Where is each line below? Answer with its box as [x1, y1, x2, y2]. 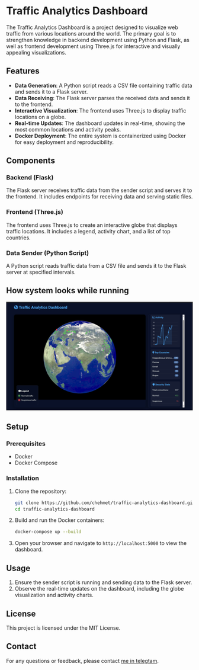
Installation [6, 474, 40, 482]
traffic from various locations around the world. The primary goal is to [6, 30, 176, 37]
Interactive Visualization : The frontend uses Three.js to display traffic [14, 107, 187, 114]
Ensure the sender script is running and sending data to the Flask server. [14, 579, 192, 586]
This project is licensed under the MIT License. [6, 624, 121, 631]
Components [6, 156, 55, 166]
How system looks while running [6, 286, 129, 296]
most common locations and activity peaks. [14, 126, 121, 133]
